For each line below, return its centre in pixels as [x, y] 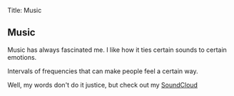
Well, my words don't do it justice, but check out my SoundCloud [103, 85]
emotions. [22, 57]
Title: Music [25, 10]
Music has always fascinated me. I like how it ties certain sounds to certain [117, 50]
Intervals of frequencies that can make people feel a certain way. [103, 71]
